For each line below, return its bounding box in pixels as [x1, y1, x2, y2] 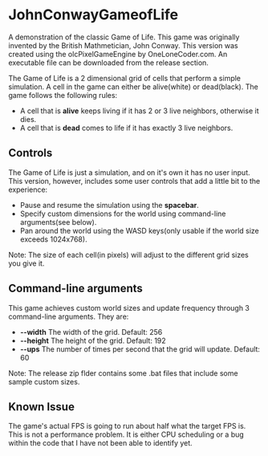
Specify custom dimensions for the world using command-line [19, 209, 226, 218]
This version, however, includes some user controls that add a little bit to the [8, 176, 261, 185]
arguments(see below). [19, 217, 97, 226]
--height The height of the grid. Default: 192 [19, 336, 166, 345]
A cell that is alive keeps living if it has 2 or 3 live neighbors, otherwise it [19, 106, 259, 116]
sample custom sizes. [8, 377, 80, 386]
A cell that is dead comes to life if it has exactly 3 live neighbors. [19, 123, 233, 132]
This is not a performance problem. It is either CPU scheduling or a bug [8, 430, 245, 439]
